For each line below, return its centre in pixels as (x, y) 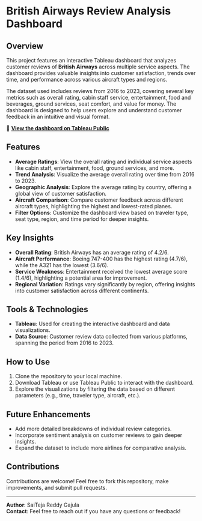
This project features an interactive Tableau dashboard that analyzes (91, 60)
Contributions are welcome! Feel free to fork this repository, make (88, 481)
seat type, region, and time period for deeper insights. (82, 219)
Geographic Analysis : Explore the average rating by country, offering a (103, 187)
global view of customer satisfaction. (61, 193)
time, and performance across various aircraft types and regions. (87, 80)
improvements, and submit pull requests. (57, 487)
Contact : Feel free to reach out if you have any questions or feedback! (93, 511)
